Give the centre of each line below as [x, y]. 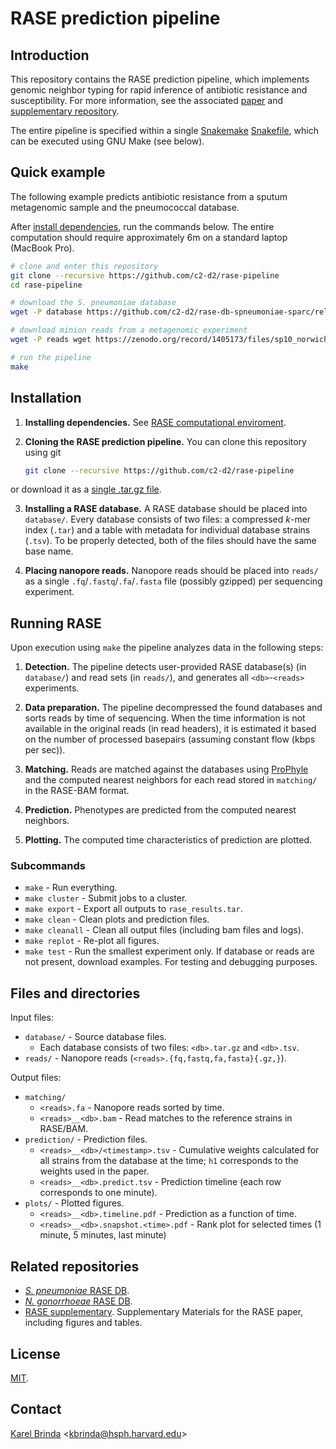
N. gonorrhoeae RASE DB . [78, 1301]
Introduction [50, 55]
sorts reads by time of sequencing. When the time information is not [165, 718]
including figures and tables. [83, 1323]
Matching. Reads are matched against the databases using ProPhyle [166, 769]
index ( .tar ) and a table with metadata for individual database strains [167, 530]
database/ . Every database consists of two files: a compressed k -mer [168, 519]
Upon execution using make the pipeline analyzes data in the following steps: [167, 648]
